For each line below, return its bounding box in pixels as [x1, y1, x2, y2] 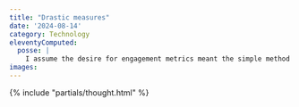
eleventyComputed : [9, 37, 78, 47]
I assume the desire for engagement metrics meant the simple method [25, 54, 291, 63]
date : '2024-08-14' [9, 21, 82, 30]
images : [9, 63, 38, 72]
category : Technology [9, 29, 90, 38]
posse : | [17, 46, 50, 55]
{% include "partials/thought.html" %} [9, 86, 149, 98]
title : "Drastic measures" [9, 12, 110, 22]
